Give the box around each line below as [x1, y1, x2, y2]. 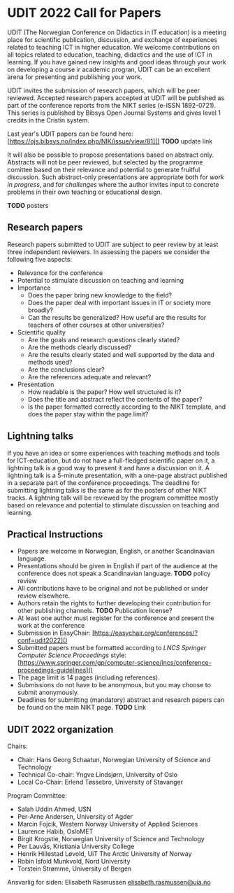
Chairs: [7, 742, 28, 750]
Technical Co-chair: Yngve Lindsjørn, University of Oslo [17, 771, 178, 779]
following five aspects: [7, 255, 72, 263]
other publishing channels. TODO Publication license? [17, 607, 173, 615]
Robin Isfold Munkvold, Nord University [17, 857, 131, 866]
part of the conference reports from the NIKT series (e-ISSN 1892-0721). [7, 101, 217, 109]
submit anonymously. [17, 688, 79, 697]
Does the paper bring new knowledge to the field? [27, 290, 173, 299]
